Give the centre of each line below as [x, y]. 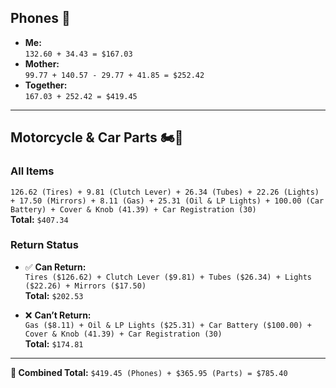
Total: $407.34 [39, 219]
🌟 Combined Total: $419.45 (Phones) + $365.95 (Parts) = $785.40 [149, 372]
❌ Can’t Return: [58, 315]
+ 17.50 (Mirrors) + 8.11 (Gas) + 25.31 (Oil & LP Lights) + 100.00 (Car [167, 201]
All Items [32, 171]
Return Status [44, 245]
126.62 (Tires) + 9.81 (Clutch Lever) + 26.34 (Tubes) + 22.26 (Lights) [165, 192]
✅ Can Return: [55, 267]
